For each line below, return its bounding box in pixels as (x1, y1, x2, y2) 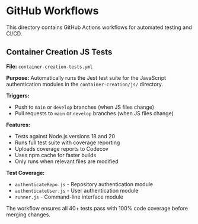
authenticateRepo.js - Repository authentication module (14, 180, 154, 187)
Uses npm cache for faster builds (14, 151, 97, 158)
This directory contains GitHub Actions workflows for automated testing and (6, 24, 193, 31)
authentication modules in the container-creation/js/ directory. (6, 80, 164, 87)
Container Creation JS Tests (6, 47, 113, 57)
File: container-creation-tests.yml (6, 63, 93, 70)
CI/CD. (6, 30, 23, 37)
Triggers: (6, 92, 30, 99)
